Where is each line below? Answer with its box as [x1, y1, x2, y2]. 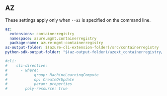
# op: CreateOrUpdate [5, 77, 75, 82]
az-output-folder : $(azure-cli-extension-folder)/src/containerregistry [5, 45, 159, 50]
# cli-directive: [5, 63, 48, 68]
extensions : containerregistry [9, 31, 75, 36]
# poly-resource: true [5, 86, 68, 91]
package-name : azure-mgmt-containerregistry [9, 41, 103, 46]
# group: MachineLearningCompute [5, 72, 99, 77]
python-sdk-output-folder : [5, 49, 61, 55]
